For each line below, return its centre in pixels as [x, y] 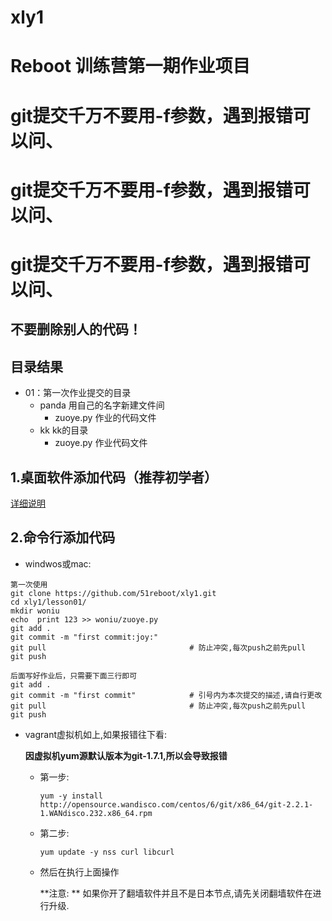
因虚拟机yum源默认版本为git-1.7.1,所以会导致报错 [126, 755]
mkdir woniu [35, 611]
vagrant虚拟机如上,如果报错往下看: [96, 734]
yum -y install [71, 796]
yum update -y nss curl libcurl [107, 852]
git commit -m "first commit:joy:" [84, 637]
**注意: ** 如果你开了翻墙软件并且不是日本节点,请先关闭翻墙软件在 [176, 893]
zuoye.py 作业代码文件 [101, 443]
